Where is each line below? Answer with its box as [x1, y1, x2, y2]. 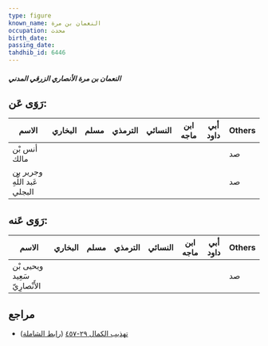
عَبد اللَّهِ [12, 176, 38, 187]
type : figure [8, 11, 52, 20]
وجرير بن [12, 167, 43, 178]
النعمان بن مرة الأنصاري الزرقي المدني [8, 73, 121, 83]
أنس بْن [12, 144, 38, 155]
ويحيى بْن [12, 261, 44, 272]
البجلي [12, 187, 34, 198]
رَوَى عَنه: [8, 213, 48, 227]
